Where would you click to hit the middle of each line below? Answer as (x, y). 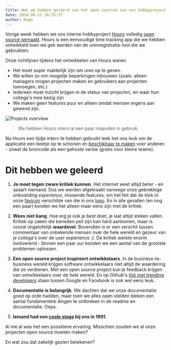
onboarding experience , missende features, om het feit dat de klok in (85, 195)
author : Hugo (19, 20)
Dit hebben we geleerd (54, 170)
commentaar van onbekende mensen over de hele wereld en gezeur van (89, 232)
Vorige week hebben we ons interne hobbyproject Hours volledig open (80, 34)
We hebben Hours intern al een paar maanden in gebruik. (78, 128)
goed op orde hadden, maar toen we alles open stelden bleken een (83, 296)
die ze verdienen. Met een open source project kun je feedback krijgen (87, 269)
